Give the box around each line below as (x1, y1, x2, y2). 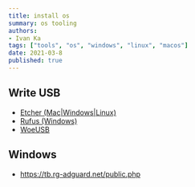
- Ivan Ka (8, 34, 42, 43)
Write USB (8, 86, 61, 100)
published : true (8, 57, 63, 65)
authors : (8, 26, 38, 35)
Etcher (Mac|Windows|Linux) (19, 108, 116, 117)
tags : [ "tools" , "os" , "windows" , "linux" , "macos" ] (8, 42, 189, 50)
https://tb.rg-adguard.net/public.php (19, 169, 141, 179)
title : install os (8, 11, 70, 20)
